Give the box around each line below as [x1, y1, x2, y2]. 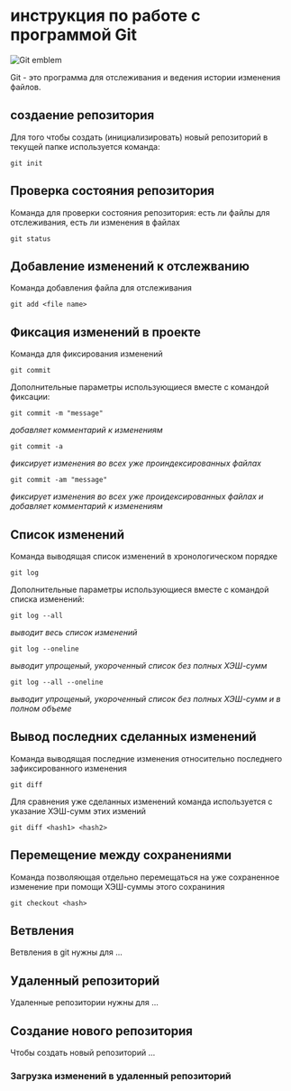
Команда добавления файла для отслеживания [10, 282, 193, 293]
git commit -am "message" [10, 476, 107, 485]
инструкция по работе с [10, 5, 201, 26]
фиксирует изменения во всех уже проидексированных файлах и [10, 491, 264, 502]
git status [10, 234, 51, 244]
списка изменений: [10, 594, 85, 605]
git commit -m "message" [10, 409, 104, 418]
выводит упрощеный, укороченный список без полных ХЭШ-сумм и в [10, 694, 281, 704]
